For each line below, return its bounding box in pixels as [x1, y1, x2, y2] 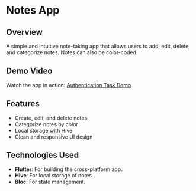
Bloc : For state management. [14, 178, 86, 186]
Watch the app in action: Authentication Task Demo [6, 81, 131, 88]
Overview [6, 27, 43, 37]
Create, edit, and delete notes [14, 114, 88, 121]
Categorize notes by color [14, 120, 79, 127]
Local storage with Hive [14, 127, 73, 134]
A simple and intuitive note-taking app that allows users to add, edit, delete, [6, 42, 191, 50]
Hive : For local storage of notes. [14, 172, 94, 179]
